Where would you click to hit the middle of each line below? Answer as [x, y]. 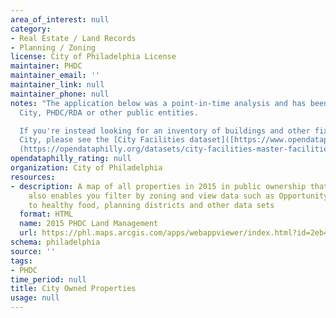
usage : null [35, 298]
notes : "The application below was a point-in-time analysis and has [158, 103]
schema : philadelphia [55, 242]
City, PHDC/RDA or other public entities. [109, 112]
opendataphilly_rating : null [71, 159]
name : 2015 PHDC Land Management [89, 224]
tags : [21, 261]
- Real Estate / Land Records [73, 38]
